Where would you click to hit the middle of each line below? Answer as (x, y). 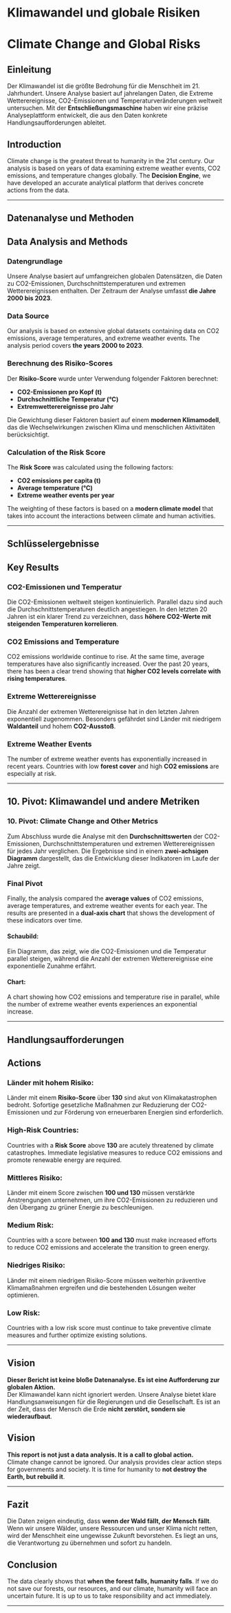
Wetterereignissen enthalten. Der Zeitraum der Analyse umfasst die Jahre (112, 291)
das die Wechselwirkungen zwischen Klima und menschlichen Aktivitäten (111, 427)
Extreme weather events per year (66, 495)
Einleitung (29, 69)
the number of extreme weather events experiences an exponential (102, 1004)
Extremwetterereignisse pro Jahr (65, 406)
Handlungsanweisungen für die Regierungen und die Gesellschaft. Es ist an (114, 1402)
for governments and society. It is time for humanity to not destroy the (107, 1469)
